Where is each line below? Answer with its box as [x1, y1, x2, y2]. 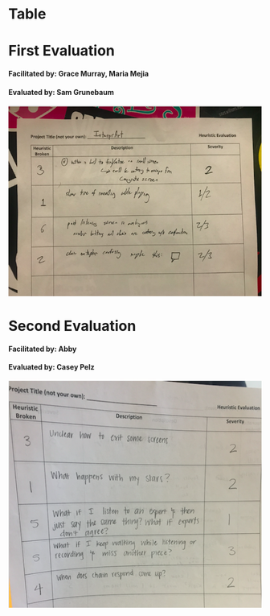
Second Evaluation [8, 317, 137, 335]
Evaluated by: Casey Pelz [8, 362, 95, 372]
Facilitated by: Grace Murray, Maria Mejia [8, 68, 149, 78]
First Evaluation [8, 42, 115, 60]
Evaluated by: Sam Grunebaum [8, 87, 114, 97]
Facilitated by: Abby [8, 344, 77, 353]
